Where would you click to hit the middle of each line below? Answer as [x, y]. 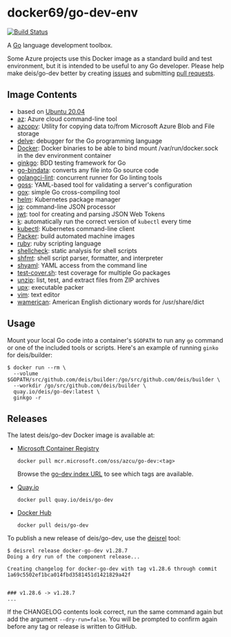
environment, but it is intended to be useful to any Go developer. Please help [116, 65]
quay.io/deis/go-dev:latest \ [57, 392]
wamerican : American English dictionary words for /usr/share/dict [111, 302]
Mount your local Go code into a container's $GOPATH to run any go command [115, 340]
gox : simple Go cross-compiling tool [69, 192]
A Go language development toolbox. [60, 45]
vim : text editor [39, 294]
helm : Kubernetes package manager [69, 199]
